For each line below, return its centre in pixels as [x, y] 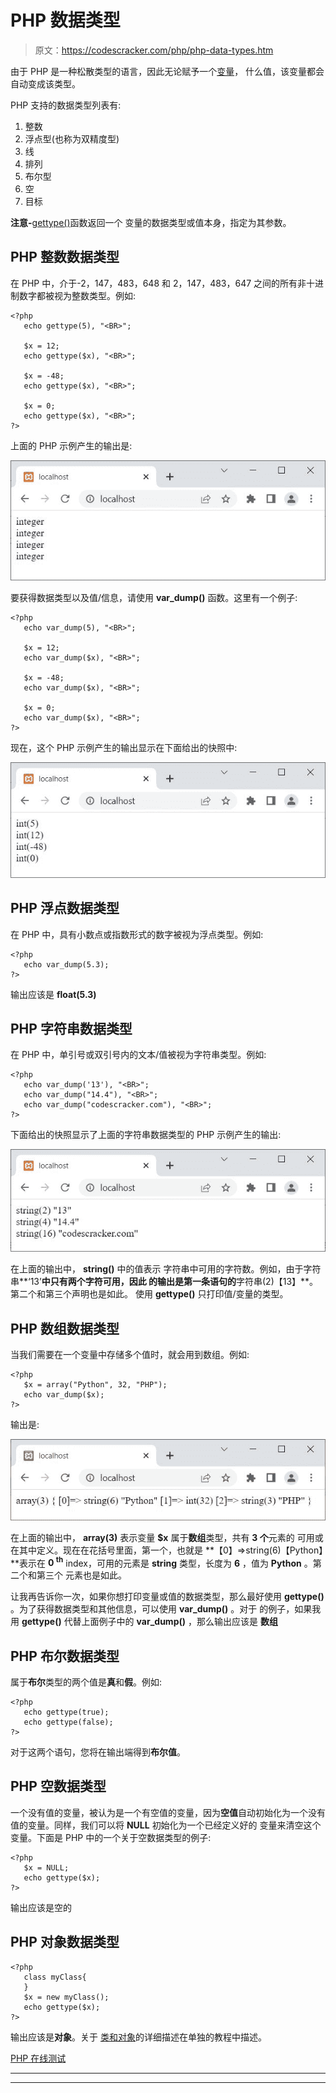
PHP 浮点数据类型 [65, 908]
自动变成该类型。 [45, 83]
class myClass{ [55, 1977]
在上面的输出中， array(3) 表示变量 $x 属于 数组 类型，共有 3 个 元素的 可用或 [167, 1537]
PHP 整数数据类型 [65, 257]
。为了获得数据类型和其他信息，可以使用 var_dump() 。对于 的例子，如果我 [166, 1609]
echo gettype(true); [66, 1712]
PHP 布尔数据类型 [65, 1656]
